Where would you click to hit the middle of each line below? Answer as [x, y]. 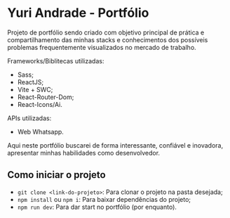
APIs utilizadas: [29, 118]
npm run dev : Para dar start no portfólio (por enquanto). [97, 207]
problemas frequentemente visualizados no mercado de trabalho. [102, 47]
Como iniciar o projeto [57, 175]
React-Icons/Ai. [40, 104]
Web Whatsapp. [41, 132]
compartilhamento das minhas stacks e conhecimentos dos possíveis [108, 39]
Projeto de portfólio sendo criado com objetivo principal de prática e [106, 32]
